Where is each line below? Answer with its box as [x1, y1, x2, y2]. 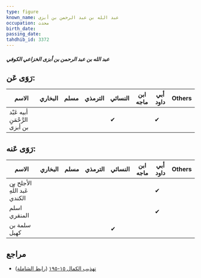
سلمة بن [9, 221, 31, 229]
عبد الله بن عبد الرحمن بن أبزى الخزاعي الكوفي [6, 55, 109, 62]
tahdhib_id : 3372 [6, 37, 50, 43]
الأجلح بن [9, 179, 32, 187]
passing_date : [6, 31, 42, 37]
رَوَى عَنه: [6, 144, 36, 154]
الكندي [9, 194, 26, 202]
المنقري [9, 211, 29, 220]
